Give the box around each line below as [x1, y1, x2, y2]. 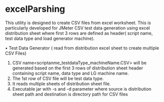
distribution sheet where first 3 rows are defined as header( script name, [5, 30, 153, 36]
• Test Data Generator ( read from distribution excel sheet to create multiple [5, 45, 160, 51]
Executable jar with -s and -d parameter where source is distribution [12, 86, 152, 92]
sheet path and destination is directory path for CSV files [12, 91, 128, 97]
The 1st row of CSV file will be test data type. [12, 75, 104, 81]
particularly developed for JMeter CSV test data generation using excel [5, 25, 150, 31]
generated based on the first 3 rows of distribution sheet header [12, 65, 143, 71]
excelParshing [5, 3, 65, 15]
